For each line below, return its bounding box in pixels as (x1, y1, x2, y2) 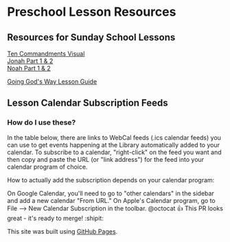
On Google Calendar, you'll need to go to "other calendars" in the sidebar (7, 189, 214, 197)
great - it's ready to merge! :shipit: (7, 214, 104, 222)
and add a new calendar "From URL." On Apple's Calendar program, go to (7, 196, 216, 204)
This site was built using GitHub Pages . (7, 227, 118, 235)
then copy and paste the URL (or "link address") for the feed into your (7, 155, 205, 163)
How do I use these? (7, 118, 76, 128)
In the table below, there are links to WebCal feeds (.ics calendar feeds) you (7, 133, 222, 141)
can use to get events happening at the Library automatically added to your (7, 141, 220, 149)
